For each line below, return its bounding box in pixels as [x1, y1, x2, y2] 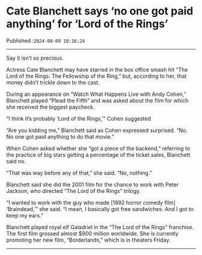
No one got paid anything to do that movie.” [6, 133, 114, 140]
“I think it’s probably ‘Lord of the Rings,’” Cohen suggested [6, 115, 151, 122]
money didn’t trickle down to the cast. [6, 78, 100, 86]
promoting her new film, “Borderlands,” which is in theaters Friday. [6, 236, 171, 244]
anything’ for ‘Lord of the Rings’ [6, 17, 168, 31]
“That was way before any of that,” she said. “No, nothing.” [6, 169, 152, 176]
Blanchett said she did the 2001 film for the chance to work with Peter [6, 181, 179, 188]
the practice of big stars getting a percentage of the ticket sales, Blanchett [6, 151, 191, 158]
